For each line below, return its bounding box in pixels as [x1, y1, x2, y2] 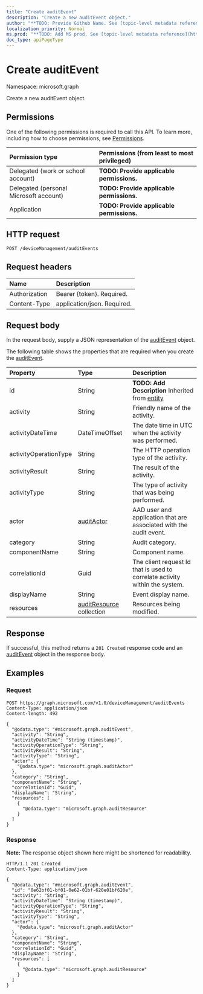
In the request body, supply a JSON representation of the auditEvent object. [6, 336, 195, 344]
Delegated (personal [9, 184, 68, 192]
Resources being [132, 600, 181, 609]
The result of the [132, 463, 179, 472]
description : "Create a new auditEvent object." [6, 14, 131, 21]
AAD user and [132, 505, 172, 514]
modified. [132, 608, 159, 616]
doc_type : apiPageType [6, 37, 63, 43]
